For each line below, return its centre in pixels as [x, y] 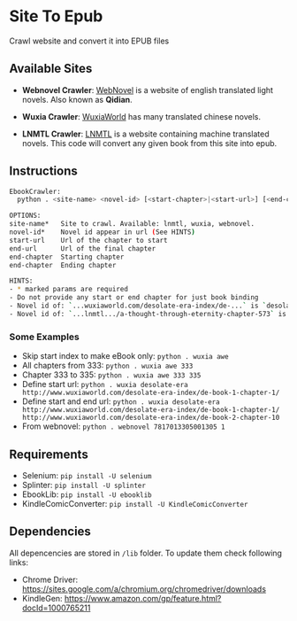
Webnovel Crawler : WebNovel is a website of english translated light [148, 89]
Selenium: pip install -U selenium [87, 475]
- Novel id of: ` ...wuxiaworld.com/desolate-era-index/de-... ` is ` [138, 306]
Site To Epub [56, 16]
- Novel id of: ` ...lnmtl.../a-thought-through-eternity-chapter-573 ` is [148, 314]
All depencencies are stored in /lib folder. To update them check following [146, 553]
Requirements [49, 454]
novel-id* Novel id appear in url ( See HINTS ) [103, 232]
